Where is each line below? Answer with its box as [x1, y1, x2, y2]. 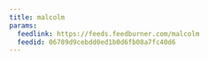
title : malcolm [9, 12, 65, 22]
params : [9, 21, 38, 30]
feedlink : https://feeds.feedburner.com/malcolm [17, 29, 200, 38]
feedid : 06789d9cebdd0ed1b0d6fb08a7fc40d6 [17, 37, 176, 47]
